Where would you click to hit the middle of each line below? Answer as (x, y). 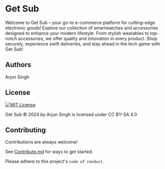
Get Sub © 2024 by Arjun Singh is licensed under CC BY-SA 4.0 (71, 114)
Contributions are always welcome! (41, 142)
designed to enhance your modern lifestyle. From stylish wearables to (77, 33)
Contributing (25, 130)
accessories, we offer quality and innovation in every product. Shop (88, 38)
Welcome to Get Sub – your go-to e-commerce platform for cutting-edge (80, 22)
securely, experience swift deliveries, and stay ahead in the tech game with (83, 43)
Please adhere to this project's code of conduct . (54, 161)
